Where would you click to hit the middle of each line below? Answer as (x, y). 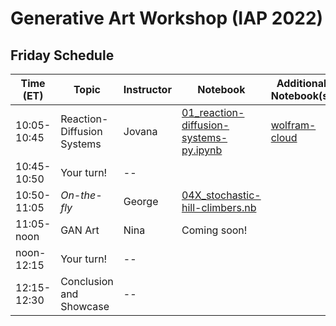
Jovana (140, 131)
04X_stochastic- (221, 195)
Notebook (221, 89)
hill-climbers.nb (219, 207)
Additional (301, 83)
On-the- (81, 195)
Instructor (147, 89)
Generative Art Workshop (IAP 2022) (167, 18)
